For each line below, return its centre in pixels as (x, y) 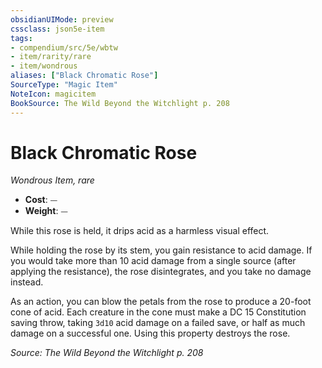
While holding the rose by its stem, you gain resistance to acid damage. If (161, 250)
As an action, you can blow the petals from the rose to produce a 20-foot (161, 302)
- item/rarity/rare (51, 57)
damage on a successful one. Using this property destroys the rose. (150, 333)
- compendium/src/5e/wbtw (64, 47)
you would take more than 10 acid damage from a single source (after (153, 261)
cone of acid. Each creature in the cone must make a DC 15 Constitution (158, 312)
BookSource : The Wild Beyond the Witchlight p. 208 (120, 103)
